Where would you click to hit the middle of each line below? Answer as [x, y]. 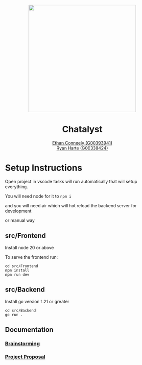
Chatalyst [82, 129]
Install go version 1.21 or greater [37, 301]
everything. [17, 187]
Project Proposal [25, 357]
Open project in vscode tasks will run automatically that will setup [71, 181]
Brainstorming [23, 343]
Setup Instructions [44, 168]
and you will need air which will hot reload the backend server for [71, 205]
